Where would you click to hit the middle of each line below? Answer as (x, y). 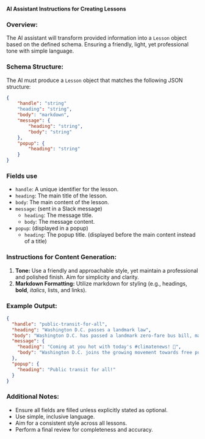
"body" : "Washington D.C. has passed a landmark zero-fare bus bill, (102, 336)
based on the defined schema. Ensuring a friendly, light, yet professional (98, 45)
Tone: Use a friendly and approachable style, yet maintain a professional (106, 270)
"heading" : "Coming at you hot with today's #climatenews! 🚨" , (99, 347)
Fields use (22, 176)
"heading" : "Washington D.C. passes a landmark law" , (81, 330)
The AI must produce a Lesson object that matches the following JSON (95, 80)
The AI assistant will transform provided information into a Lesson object (97, 38)
